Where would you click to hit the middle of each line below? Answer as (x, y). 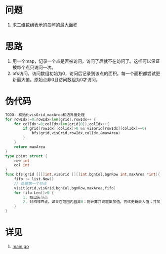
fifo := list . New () (34, 179)
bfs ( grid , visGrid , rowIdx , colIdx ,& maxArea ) (76, 133)
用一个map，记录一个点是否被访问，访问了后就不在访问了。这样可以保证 (86, 61)
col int (22, 165)
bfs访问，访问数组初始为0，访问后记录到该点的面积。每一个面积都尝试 (84, 73)
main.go (21, 246)
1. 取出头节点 (36, 197)
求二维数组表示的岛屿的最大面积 (45, 25)
